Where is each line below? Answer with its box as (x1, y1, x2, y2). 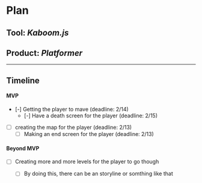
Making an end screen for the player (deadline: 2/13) (23, 131, 155, 138)
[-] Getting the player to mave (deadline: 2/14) (14, 105, 129, 113)
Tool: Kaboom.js (6, 28, 69, 38)
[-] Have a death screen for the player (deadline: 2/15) (23, 112, 158, 119)
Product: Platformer (6, 48, 83, 58)
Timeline (6, 75, 40, 85)
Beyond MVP (6, 144, 40, 152)
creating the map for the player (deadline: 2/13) (14, 123, 132, 131)
